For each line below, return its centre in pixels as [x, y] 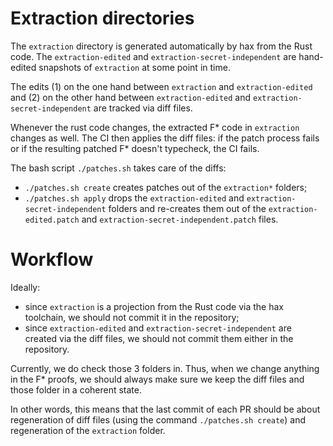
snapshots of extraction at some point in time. [134, 67]
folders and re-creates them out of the [187, 208]
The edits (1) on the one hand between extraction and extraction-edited [161, 86]
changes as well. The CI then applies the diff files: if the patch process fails [165, 138]
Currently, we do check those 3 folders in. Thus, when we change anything [165, 368]
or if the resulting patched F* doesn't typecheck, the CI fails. [135, 148]
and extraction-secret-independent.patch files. [180, 219]
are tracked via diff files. [143, 108]
